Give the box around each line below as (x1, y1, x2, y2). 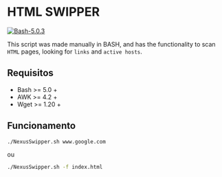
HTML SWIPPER (7, 4, 100, 20)
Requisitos (7, 67, 54, 79)
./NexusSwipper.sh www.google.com (7, 138, 107, 145)
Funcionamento (7, 120, 76, 132)
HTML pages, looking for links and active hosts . (7, 47, 143, 56)
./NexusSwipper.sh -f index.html (7, 164, 103, 171)
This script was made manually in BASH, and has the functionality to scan (7, 40, 216, 48)
